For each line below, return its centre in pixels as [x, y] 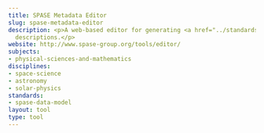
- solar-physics [35, 88]
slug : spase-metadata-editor [56, 23]
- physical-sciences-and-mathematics [70, 59]
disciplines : [29, 66]
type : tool [26, 117]
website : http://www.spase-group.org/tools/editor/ [94, 45]
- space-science [35, 74]
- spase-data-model [40, 102]
